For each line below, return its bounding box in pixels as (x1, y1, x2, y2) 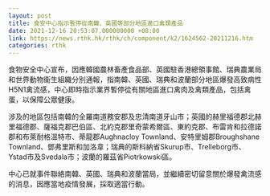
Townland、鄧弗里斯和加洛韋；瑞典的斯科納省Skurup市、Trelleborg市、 (8, 142, 246, 152)
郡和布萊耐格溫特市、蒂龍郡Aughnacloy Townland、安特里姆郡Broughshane (8, 132, 260, 141)
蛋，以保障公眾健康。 (8, 95, 79, 104)
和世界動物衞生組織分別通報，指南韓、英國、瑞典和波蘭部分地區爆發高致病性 (8, 75, 262, 84)
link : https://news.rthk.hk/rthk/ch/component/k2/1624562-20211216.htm (8, 34, 253, 43)
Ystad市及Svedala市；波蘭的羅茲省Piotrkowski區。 (8, 152, 177, 161)
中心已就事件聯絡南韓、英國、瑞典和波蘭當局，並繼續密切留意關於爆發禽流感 (8, 169, 262, 179)
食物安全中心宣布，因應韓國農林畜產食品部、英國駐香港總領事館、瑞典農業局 (8, 65, 262, 75)
